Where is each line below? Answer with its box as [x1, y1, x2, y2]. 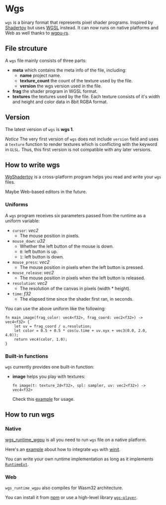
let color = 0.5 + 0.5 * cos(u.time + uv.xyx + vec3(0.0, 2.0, [14, 328, 148, 333]
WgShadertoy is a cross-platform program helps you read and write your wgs [5, 174, 162, 180]
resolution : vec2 [12, 280, 48, 286]
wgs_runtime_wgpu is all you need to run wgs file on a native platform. [5, 437, 147, 442]
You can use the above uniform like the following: [5, 306, 106, 312]
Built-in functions [5, 353, 49, 360]
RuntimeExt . [5, 461, 29, 467]
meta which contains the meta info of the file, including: [12, 67, 127, 73]
